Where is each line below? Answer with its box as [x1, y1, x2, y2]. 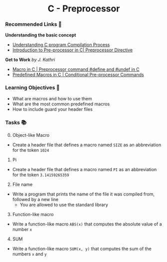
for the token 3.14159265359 [12, 172, 69, 178]
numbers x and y [12, 251, 47, 257]
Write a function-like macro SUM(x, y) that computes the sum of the [12, 246, 152, 252]
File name [12, 182, 33, 188]
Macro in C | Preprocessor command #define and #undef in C [12, 66, 140, 72]
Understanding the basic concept [5, 32, 76, 38]
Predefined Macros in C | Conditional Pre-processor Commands [12, 72, 144, 78]
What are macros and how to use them [12, 95, 92, 101]
